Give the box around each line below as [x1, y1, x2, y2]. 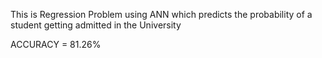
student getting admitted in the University [10, 19, 182, 31]
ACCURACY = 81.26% [10, 39, 102, 50]
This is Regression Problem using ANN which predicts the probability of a [10, 9, 313, 20]
